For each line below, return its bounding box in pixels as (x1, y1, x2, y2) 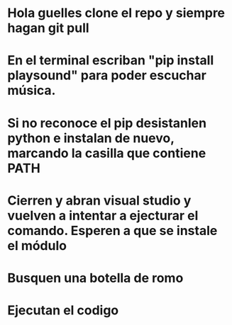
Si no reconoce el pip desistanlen (7, 115, 207, 131)
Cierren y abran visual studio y (7, 193, 192, 208)
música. (7, 83, 56, 98)
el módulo (7, 237, 67, 253)
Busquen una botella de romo (7, 270, 184, 286)
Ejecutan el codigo (7, 302, 119, 319)
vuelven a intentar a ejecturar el (7, 207, 199, 224)
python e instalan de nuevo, (7, 130, 175, 146)
